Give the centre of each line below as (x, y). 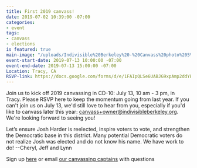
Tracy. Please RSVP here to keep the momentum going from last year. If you (98, 99)
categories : (21, 22)
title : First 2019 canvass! (40, 11)
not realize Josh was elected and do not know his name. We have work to (95, 142)
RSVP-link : (19, 76)
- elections (21, 44)
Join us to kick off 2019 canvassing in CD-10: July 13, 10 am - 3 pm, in (90, 93)
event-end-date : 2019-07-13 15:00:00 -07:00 (61, 66)
